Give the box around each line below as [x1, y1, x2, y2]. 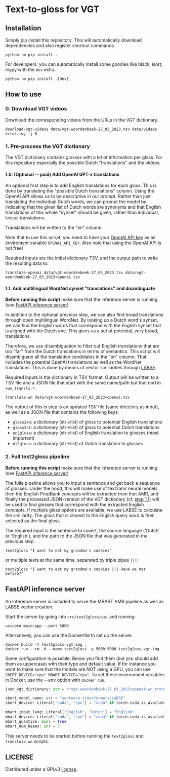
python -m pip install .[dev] [5, 76, 69, 82]
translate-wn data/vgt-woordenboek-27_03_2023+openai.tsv [5, 395, 130, 400]
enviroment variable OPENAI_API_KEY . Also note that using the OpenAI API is [5, 240, 161, 246]
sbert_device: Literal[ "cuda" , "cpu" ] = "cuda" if [5, 701, 114, 706]
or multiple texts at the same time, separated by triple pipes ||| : [5, 557, 139, 563]
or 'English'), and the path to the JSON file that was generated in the [5, 533, 148, 539]
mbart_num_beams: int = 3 [5, 723, 60, 729]
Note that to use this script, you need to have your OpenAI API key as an [5, 235, 156, 241]
